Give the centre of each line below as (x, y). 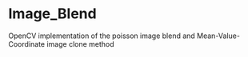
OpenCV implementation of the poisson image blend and (102, 36)
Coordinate (27, 44)
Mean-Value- (218, 36)
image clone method (80, 44)
